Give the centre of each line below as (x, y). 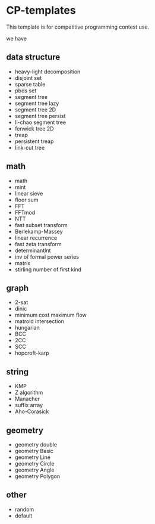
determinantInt (33, 250)
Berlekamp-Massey (39, 231)
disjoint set (28, 77)
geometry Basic (34, 451)
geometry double (36, 444)
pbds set (26, 91)
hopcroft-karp (32, 353)
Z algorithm (29, 393)
